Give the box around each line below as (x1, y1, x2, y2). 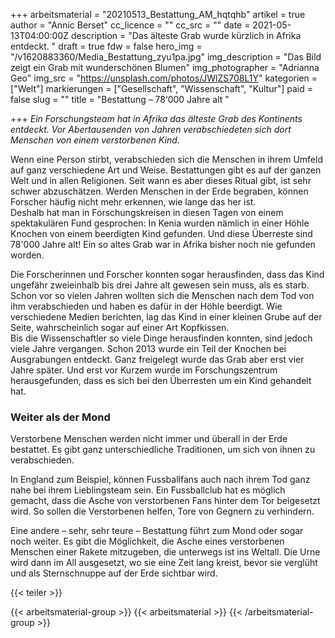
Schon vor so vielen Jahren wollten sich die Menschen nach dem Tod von (10, 290, 315, 301)
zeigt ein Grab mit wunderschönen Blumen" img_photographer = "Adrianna (10, 62, 320, 73)
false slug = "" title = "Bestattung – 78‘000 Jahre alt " (10, 94, 230, 105)
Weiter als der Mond (10, 410, 111, 424)
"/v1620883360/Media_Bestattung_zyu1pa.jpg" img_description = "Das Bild (10, 51, 322, 63)
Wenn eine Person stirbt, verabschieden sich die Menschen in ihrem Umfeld (10, 154, 323, 165)
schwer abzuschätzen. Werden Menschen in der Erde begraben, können (10, 185, 309, 197)
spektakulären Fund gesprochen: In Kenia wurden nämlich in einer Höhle (10, 217, 310, 229)
